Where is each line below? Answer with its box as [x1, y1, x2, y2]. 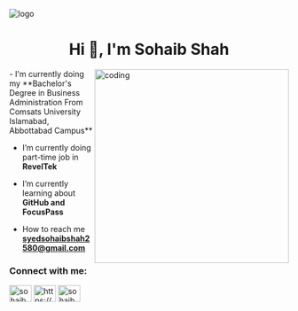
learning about [21, 187, 75, 198]
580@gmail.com [21, 242, 86, 253]
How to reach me [21, 223, 86, 234]
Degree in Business [9, 87, 81, 97]
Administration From [9, 97, 83, 107]
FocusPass [21, 206, 64, 217]
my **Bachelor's [9, 78, 73, 89]
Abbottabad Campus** [9, 125, 93, 136]
